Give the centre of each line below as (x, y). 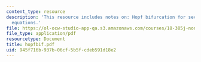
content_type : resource (36, 12)
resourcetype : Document (36, 39)
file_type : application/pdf (41, 34)
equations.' (27, 22)
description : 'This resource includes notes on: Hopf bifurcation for (96, 17)
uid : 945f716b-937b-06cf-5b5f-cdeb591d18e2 (61, 50)
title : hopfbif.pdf (31, 45)
